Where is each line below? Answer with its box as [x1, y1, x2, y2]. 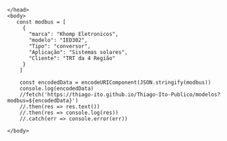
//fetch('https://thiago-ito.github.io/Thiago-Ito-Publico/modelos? [19, 91, 221, 98]
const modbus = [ [16, 19, 67, 26]
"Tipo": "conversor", [28, 43, 91, 50]
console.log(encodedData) [19, 85, 95, 92]
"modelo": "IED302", [28, 37, 88, 44]
